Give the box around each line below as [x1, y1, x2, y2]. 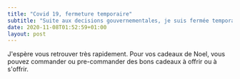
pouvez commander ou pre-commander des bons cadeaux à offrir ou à [7, 58, 217, 66]
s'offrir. [7, 65, 29, 73]
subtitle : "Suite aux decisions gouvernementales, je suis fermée [7, 17, 209, 24]
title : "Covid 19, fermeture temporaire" [7, 10, 133, 18]
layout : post [7, 30, 46, 38]
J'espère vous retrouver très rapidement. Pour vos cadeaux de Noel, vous [7, 50, 226, 58]
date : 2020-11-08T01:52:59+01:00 [7, 23, 107, 31]
